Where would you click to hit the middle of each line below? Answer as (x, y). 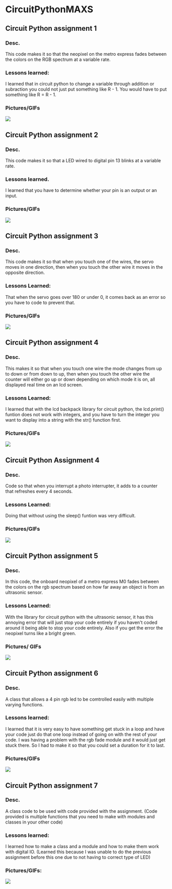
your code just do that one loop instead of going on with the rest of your (81, 734)
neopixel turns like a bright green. (41, 633)
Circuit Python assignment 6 (52, 673)
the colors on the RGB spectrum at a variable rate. (58, 59)
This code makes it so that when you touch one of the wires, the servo (80, 262)
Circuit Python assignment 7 (52, 785)
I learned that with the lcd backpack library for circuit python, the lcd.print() (85, 409)
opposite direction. (25, 273)
